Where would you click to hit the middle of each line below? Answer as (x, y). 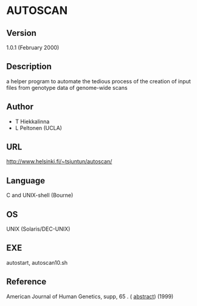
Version (21, 33)
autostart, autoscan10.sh (37, 262)
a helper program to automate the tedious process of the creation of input (99, 81)
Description (29, 66)
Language (26, 181)
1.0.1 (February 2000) (33, 47)
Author (20, 107)
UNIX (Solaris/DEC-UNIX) (38, 229)
